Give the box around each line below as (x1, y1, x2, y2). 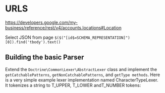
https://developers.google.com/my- (5, 19, 78, 25)
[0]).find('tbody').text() (5, 39, 61, 45)
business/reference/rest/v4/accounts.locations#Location (5, 24, 122, 30)
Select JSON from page (5, 34, 54, 40)
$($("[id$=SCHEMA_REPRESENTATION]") (54, 35, 130, 40)
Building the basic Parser (5, 53, 84, 62)
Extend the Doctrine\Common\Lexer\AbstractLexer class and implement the (5, 66, 157, 72)
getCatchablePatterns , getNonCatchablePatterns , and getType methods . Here (5, 72, 160, 78)
